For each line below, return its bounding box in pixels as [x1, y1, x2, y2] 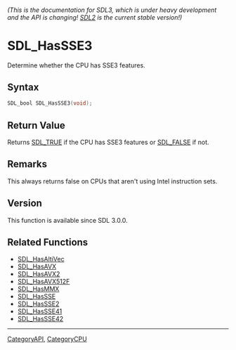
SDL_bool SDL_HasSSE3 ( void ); [7, 100, 93, 107]
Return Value [7, 119, 65, 131]
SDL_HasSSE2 [17, 299, 60, 309]
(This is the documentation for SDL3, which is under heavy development [7, 6, 217, 14]
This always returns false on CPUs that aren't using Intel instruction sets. [7, 176, 218, 186]
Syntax [7, 81, 39, 93]
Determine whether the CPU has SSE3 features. [7, 60, 145, 70]
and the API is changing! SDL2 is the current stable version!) [7, 13, 183, 21]
